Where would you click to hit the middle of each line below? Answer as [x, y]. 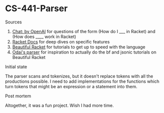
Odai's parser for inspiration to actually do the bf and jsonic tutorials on [84, 52]
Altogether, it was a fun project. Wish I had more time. [59, 105]
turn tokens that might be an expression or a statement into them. [71, 86]
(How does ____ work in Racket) [44, 37]
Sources [14, 22]
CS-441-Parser [36, 9]
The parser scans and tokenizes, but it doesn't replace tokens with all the [79, 76]
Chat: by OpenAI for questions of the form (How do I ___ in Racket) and [84, 31]
